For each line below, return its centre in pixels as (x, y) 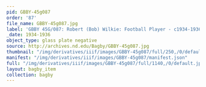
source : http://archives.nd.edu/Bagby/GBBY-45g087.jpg (78, 47)
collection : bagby (30, 75)
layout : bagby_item (31, 69)
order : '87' (21, 18)
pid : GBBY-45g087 (29, 12)
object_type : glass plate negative (52, 40)
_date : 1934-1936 (29, 35)
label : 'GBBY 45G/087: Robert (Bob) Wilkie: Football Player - (89, 29)
